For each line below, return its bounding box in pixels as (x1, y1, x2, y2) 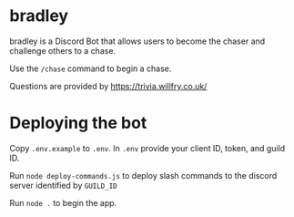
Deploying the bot (9, 113, 147, 133)
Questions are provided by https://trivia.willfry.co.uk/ (9, 80, 208, 91)
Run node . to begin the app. (9, 197, 117, 208)
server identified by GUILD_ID (9, 180, 118, 191)
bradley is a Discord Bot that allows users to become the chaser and (9, 36, 266, 46)
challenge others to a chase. (9, 45, 117, 56)
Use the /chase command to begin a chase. (9, 63, 172, 74)
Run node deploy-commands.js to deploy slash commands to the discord (9, 170, 278, 181)
